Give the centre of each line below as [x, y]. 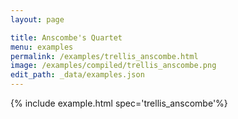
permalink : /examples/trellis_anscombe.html [104, 56]
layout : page [37, 19]
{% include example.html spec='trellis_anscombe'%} [119, 103]
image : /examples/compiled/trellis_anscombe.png [113, 66]
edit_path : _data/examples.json [77, 75]
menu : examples [42, 47]
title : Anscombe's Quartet [66, 37]
